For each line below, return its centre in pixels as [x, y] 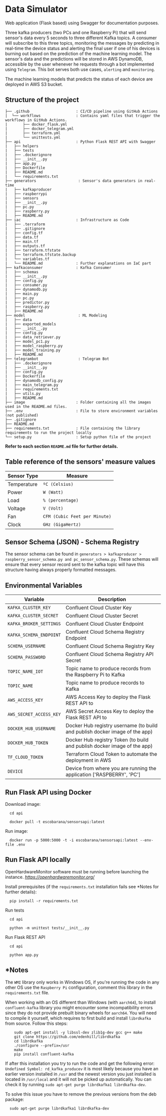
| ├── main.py [22, 294]
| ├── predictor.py [27, 302]
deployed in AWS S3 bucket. [34, 84]
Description [112, 599]
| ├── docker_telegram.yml [40, 129]
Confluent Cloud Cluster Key [99, 608]
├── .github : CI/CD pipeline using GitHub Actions [82, 111]
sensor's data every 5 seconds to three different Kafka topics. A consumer [81, 38]
